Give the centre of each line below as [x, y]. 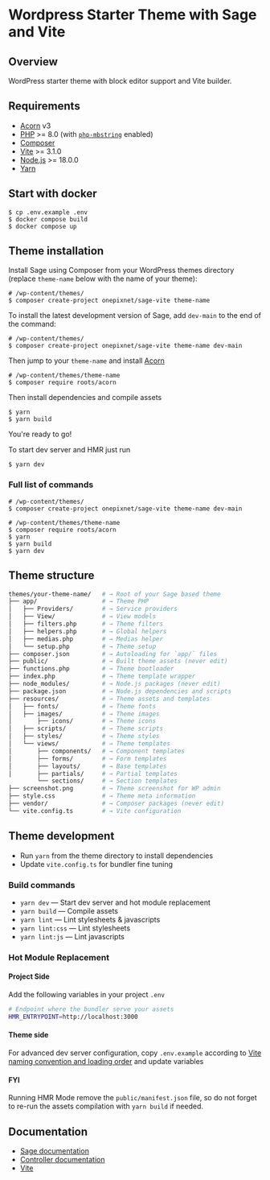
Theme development [61, 836]
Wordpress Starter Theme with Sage [133, 15]
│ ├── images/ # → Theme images [84, 714]
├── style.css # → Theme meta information [102, 796]
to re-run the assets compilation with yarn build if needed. [106, 1106]
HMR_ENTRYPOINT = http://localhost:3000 [73, 1017]
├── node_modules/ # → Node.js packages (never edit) [115, 684]
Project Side [29, 976]
